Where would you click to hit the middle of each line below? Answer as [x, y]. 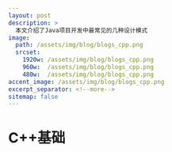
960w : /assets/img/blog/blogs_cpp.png [88, 67]
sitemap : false [33, 97]
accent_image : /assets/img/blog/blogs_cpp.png [86, 82]
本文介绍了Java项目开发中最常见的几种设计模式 [82, 30]
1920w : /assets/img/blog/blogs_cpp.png [88, 60]
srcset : [28, 52]
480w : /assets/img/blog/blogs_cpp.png [88, 74]
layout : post [30, 15]
